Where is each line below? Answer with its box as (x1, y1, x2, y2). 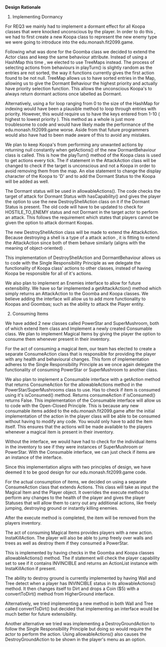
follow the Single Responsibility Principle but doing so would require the (5, 626, 152, 632)
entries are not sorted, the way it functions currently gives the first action (5, 70, 155, 76)
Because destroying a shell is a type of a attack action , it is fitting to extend (5, 235, 160, 240)
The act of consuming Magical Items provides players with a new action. (5, 530, 153, 536)
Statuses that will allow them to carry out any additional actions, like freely (5, 500, 157, 506)
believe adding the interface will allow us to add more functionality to (5, 296, 146, 302)
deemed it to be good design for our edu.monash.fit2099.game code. (5, 469, 147, 475)
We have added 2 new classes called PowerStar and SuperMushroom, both (5, 321, 160, 326)
